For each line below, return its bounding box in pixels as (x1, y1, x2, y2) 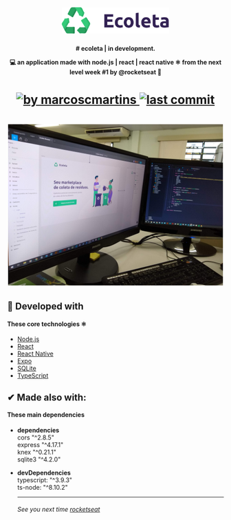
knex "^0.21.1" (16, 448, 57, 456)
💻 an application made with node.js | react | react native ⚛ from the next (9, 58, 222, 67)
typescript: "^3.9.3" (16, 475, 73, 484)
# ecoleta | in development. (75, 45, 156, 53)
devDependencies (16, 468, 71, 477)
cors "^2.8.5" (16, 433, 55, 442)
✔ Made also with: (7, 391, 87, 403)
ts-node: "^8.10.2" (16, 483, 68, 491)
